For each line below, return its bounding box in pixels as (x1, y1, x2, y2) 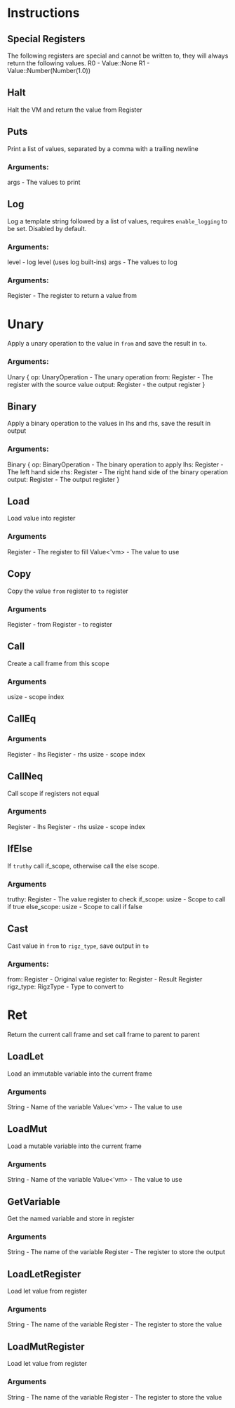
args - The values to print (7, 178, 81, 186)
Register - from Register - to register (7, 620, 113, 628)
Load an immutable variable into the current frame (7, 1069, 152, 1078)
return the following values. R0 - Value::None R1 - (7, 59, 150, 67)
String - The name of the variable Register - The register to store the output (7, 1248, 226, 1256)
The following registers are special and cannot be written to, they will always (7, 51, 229, 60)
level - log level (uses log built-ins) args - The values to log (7, 258, 177, 266)
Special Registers (7, 33, 86, 45)
